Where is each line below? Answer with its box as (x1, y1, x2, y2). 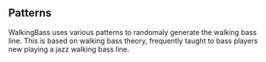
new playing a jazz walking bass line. (8, 44, 130, 54)
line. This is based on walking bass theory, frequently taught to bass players (8, 36, 258, 45)
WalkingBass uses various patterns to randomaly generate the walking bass (8, 27, 257, 37)
